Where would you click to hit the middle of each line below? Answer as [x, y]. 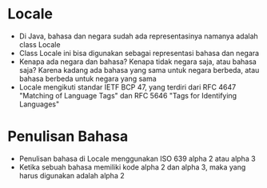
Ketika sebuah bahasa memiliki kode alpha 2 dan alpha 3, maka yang [132, 167]
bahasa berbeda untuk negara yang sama [88, 78]
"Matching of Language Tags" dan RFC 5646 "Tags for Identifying [128, 95]
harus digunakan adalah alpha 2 [72, 175]
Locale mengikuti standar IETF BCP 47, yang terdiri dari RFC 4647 [128, 87]
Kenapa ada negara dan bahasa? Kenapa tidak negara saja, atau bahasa [137, 62]
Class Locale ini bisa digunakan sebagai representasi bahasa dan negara [139, 53]
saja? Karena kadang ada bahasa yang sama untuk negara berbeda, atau [139, 70]
